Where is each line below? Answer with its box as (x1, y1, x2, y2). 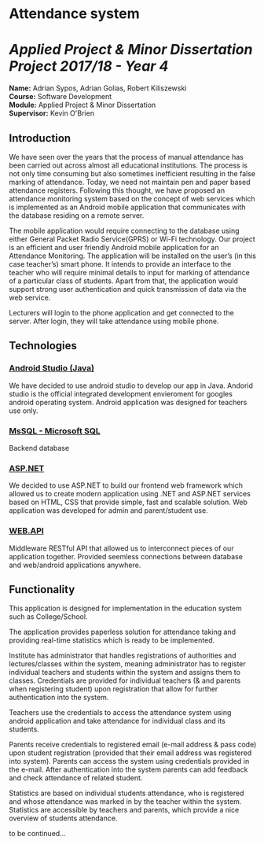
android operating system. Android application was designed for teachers (9, 397, 247, 407)
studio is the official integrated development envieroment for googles (9, 389, 233, 398)
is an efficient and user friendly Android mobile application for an (9, 242, 219, 252)
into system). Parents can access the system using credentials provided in (9, 757, 250, 766)
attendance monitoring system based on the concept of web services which (9, 193, 256, 203)
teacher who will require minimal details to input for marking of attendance (9, 267, 250, 277)
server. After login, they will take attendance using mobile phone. (9, 316, 219, 326)
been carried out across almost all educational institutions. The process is (9, 160, 248, 170)
